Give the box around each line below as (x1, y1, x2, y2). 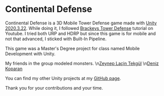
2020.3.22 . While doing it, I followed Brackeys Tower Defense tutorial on (5, 25, 153, 31)
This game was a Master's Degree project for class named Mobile (5, 45, 140, 51)
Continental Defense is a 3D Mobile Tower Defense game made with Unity (5, 20, 157, 26)
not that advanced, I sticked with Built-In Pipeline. (5, 36, 107, 42)
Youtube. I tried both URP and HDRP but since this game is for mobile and (5, 30, 156, 36)
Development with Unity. (5, 51, 56, 57)
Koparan (5, 66, 23, 72)
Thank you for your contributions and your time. (5, 85, 103, 91)
